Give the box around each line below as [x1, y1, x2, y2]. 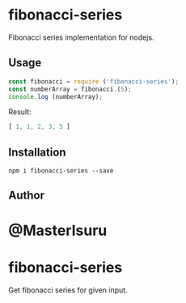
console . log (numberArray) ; [8, 92, 104, 100]
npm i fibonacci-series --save [8, 167, 114, 175]
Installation [8, 145, 66, 159]
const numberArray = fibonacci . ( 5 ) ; [8, 85, 132, 93]
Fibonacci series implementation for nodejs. [8, 32, 155, 42]
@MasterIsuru [8, 221, 108, 240]
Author [8, 189, 44, 203]
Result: [8, 107, 32, 117]
